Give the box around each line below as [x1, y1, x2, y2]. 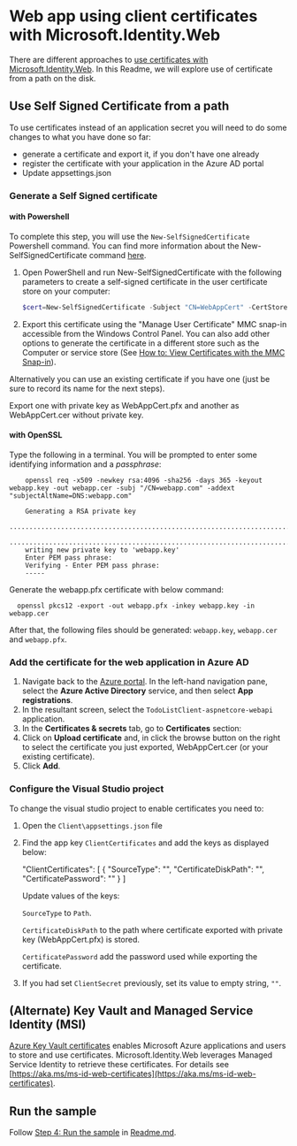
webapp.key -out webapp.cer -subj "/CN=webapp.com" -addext [9, 484, 236, 493]
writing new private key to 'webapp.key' [25, 546, 179, 554]
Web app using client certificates [9, 6, 258, 27]
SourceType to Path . [21, 907, 92, 918]
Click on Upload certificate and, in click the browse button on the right [21, 732, 281, 744]
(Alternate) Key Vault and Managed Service [9, 1003, 254, 1018]
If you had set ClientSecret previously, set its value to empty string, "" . [21, 977, 282, 988]
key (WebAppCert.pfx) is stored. [21, 934, 140, 944]
